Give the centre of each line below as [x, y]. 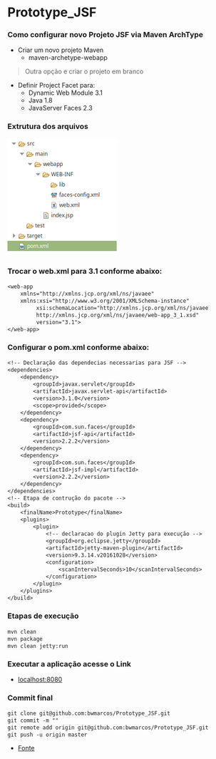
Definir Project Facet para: [56, 86]
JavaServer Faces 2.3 [60, 108]
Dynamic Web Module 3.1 [66, 93]
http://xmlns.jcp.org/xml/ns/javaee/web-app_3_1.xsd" [118, 315]
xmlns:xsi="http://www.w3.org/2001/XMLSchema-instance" [105, 301]
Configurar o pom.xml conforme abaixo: [78, 347]
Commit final [30, 698]
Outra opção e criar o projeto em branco [84, 71]
